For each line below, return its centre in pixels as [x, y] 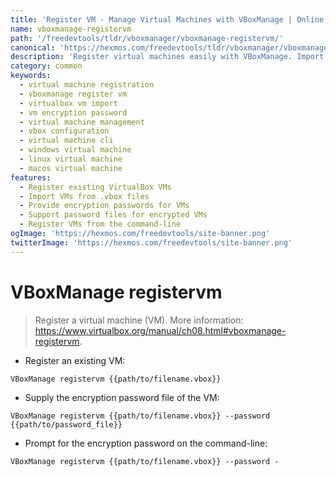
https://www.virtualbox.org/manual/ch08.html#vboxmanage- [160, 330]
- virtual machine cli [66, 141]
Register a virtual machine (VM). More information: [139, 320]
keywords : [31, 76]
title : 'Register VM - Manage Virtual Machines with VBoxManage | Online [167, 19]
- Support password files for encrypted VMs [113, 215]
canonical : [33, 47]
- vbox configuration [64, 131]
